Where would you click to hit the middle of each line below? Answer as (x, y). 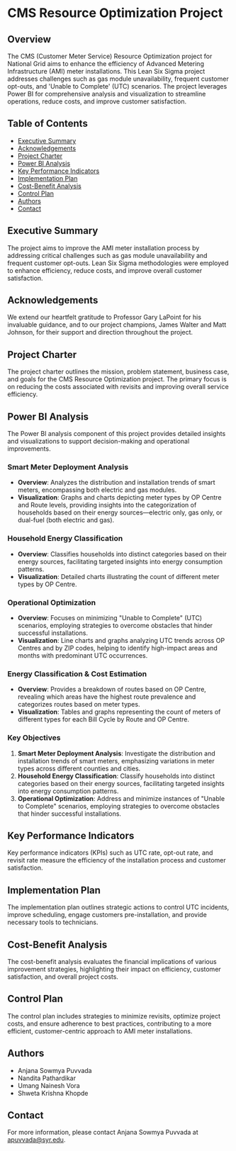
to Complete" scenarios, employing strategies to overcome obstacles (118, 806)
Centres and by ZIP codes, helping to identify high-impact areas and (117, 648)
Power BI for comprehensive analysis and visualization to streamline (107, 94)
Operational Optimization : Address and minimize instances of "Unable (121, 798)
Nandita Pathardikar (47, 1078)
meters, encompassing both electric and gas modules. (97, 490)
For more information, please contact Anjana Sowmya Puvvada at (103, 1133)
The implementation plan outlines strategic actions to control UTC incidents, (118, 907)
